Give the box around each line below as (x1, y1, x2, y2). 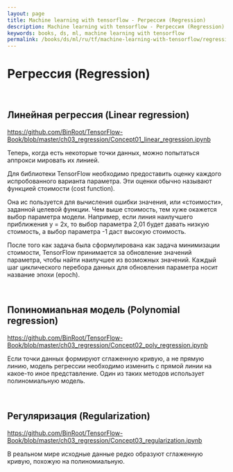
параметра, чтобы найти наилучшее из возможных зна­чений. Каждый (7, 255, 216, 264)
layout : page (7, 10, 45, 17)
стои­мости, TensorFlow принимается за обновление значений (7, 248, 192, 256)
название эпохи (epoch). (7, 270, 80, 278)
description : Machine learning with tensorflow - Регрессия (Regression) (7, 23, 225, 30)
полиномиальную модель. (7, 377, 85, 385)
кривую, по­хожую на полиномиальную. (7, 457, 125, 465)
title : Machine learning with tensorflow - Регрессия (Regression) (7, 17, 207, 24)
